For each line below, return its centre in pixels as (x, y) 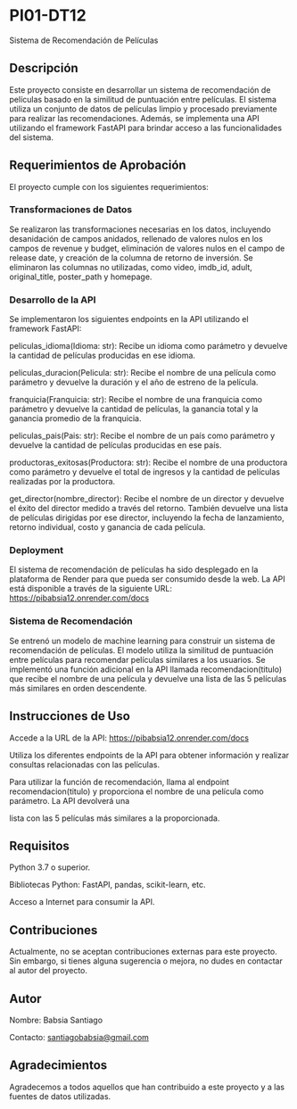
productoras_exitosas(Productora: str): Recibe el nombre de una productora (148, 463)
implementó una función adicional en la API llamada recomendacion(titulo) (146, 669)
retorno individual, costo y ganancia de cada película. (107, 527)
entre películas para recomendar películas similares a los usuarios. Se (137, 659)
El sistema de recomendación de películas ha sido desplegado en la (134, 570)
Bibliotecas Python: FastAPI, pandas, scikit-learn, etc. (107, 885)
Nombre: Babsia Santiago (56, 1020)
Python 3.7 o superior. (50, 867)
